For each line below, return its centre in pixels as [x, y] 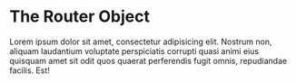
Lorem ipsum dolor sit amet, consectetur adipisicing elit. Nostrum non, [141, 41]
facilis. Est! [30, 70]
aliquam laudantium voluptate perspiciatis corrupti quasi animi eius [134, 51]
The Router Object [79, 17]
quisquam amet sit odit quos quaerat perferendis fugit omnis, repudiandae [148, 60]
